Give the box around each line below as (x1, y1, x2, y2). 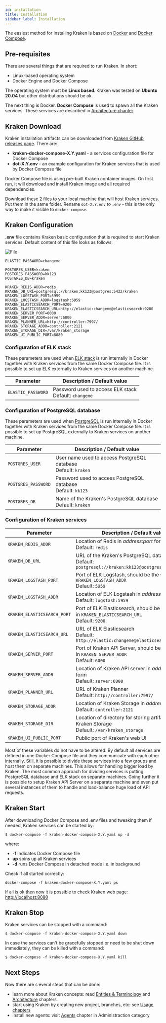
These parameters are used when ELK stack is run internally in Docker (5, 355, 148, 361)
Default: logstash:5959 (76, 597, 128, 604)
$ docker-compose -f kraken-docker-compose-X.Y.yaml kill (5, 955, 127, 960)
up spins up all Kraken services (12, 856, 77, 862)
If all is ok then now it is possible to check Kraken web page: (5, 889, 128, 895)
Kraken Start (5, 804, 45, 812)
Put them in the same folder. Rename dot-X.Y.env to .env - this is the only (5, 201, 155, 207)
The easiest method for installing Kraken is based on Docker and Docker (5, 30, 153, 36)
